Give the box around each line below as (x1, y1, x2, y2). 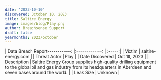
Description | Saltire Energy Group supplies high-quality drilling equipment (5, 59, 156, 65)
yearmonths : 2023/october (5, 35, 58, 40)
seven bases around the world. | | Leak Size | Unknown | (5, 69, 120, 75)
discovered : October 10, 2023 (5, 12, 67, 17)
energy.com (5, 53, 30, 59)
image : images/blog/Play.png (5, 21, 65, 26)
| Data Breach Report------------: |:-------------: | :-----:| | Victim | (5, 48, 140, 54)
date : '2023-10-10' (5, 7, 45, 12)
